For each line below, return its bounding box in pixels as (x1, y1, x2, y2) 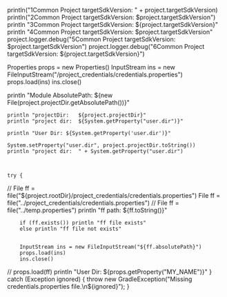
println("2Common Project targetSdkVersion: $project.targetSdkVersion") (7, 13, 216, 21)
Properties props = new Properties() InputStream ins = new (7, 63, 176, 71)
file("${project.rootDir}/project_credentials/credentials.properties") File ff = (7, 192, 221, 199)
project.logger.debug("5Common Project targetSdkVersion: (7, 35, 176, 43)
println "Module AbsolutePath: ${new (7, 91, 113, 99)
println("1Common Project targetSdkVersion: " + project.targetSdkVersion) (7, 6, 219, 14)
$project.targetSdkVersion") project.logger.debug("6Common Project (7, 43, 205, 50)
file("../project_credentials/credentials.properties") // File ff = (7, 199, 179, 207)
